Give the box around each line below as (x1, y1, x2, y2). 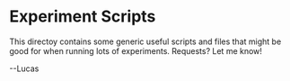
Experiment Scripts (9, 6, 156, 27)
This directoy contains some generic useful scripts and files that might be (9, 36, 282, 47)
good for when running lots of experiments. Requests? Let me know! (9, 45, 263, 56)
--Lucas (9, 63, 40, 74)
